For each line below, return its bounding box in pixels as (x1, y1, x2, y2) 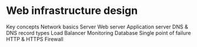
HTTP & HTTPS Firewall (6, 35, 64, 42)
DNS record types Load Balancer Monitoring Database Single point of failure (6, 29, 191, 36)
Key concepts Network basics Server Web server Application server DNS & (6, 23, 188, 30)
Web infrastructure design (6, 4, 138, 17)
